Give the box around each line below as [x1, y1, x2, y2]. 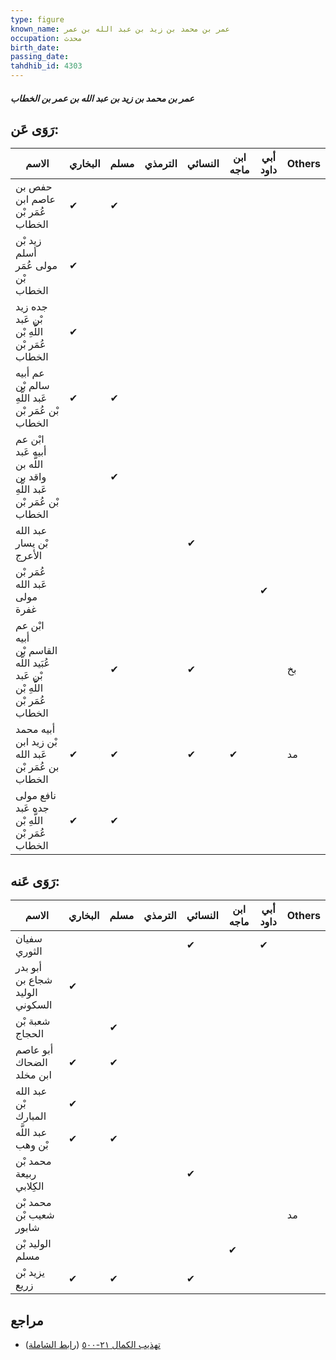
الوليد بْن [15, 1237, 52, 1251]
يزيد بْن [15, 1266, 46, 1280]
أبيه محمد [15, 722, 56, 736]
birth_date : [10, 42, 60, 53]
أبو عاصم [15, 1043, 54, 1057]
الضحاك [15, 1056, 48, 1070]
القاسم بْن [15, 644, 58, 658]
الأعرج [15, 549, 43, 563]
